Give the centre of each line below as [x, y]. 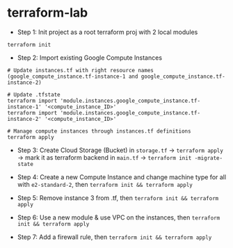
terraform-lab [48, 13]
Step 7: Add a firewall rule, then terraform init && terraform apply [114, 237]
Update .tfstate [37, 94]
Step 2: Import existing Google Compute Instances [89, 58]
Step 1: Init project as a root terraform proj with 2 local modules [107, 32]
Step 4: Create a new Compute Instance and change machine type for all [122, 177]
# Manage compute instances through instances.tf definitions [99, 131]
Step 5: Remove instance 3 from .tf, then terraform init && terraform [118, 198]
